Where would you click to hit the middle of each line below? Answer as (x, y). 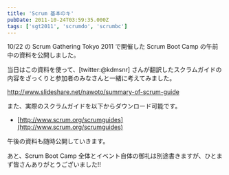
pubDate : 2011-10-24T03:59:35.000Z (58, 20)
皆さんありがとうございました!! (57, 165)
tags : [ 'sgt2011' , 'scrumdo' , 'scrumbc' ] (67, 26)
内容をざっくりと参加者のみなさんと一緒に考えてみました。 (91, 78)
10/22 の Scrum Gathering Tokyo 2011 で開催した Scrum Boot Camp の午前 (113, 47)
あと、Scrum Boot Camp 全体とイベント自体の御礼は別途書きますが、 (106, 156)
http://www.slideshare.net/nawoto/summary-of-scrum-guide (94, 92)
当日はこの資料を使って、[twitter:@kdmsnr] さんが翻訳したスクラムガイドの (115, 70)
